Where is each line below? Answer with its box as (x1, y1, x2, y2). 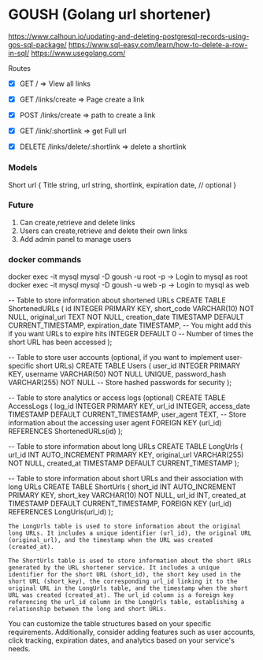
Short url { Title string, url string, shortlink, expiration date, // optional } (8, 180, 237, 190)
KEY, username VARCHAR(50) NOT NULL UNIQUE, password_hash (8, 369, 227, 379)
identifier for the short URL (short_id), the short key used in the (8, 571, 242, 579)
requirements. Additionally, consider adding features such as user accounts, (8, 628, 256, 637)
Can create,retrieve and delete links (19, 217, 135, 227)
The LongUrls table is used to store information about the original (8, 522, 242, 531)
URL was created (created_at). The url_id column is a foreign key (8, 591, 235, 599)
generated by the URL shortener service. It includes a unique (8, 564, 220, 572)
